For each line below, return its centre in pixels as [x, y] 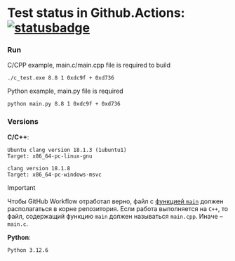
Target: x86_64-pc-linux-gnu [50, 156]
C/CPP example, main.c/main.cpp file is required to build [89, 65]
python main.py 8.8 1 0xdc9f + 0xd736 [64, 104]
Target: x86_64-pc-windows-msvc [54, 174]
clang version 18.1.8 [39, 168]
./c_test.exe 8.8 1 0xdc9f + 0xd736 [61, 78]
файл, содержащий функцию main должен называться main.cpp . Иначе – [115, 216]
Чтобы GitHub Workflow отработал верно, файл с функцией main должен [115, 201]
